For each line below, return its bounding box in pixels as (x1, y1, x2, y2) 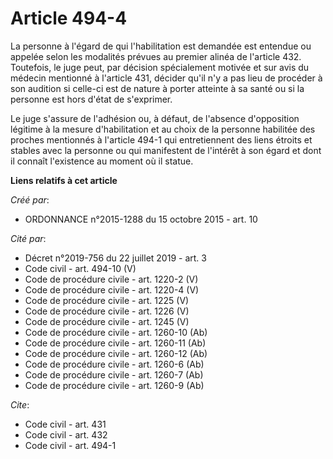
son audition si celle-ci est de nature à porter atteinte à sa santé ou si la (10, 82, 305, 94)
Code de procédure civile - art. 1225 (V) (24, 294, 190, 306)
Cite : (10, 398, 30, 411)
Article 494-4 (10, 7, 128, 30)
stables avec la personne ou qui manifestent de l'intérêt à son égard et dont (10, 144, 322, 156)
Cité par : (10, 232, 47, 244)
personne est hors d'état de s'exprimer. (10, 93, 173, 105)
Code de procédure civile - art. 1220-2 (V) (24, 273, 199, 285)
